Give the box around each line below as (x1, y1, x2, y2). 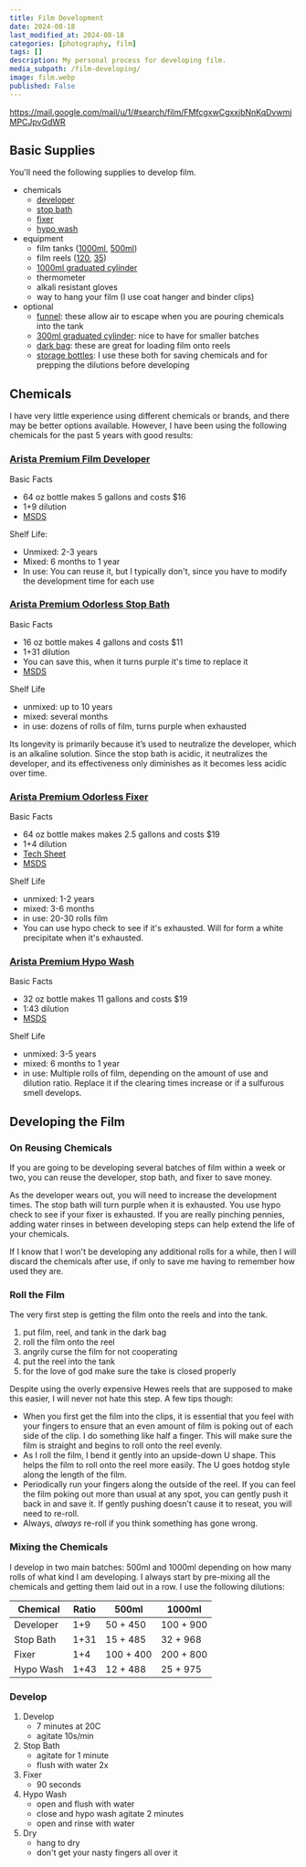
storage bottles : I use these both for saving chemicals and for (36, 349, 268, 361)
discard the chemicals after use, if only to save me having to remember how (9, 1256, 295, 1267)
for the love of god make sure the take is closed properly (22, 1366, 237, 1377)
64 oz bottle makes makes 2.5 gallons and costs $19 (22, 829, 221, 840)
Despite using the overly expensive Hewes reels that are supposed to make (9, 1383, 293, 1395)
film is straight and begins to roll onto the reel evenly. (22, 1440, 223, 1451)
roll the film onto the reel (22, 1336, 116, 1347)
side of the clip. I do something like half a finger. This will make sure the (22, 1431, 292, 1442)
